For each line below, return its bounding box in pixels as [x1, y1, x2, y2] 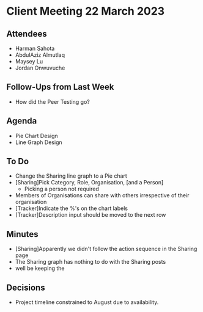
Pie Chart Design [15, 132, 58, 139]
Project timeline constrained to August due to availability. [15, 299, 159, 306]
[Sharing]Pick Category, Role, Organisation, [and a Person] [15, 179, 164, 186]
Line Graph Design [15, 139, 62, 146]
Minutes [6, 229, 39, 239]
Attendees [6, 29, 47, 39]
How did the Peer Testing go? [15, 98, 90, 105]
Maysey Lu [15, 58, 43, 65]
